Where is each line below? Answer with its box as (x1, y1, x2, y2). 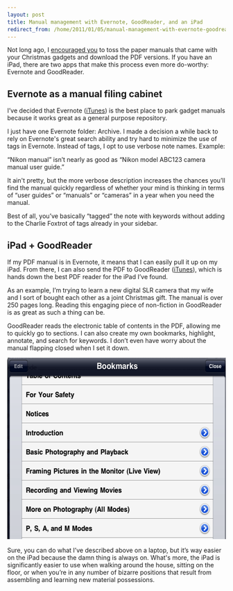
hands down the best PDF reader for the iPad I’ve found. (7, 273, 169, 281)
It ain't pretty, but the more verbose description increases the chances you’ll (7, 176, 225, 185)
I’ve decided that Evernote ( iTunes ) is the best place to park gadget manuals (7, 106, 225, 115)
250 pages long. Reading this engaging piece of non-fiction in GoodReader (7, 301, 222, 309)
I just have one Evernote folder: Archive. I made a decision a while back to (7, 127, 218, 135)
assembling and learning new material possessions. (7, 576, 155, 583)
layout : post (7, 11, 45, 18)
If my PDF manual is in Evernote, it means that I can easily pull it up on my (7, 258, 218, 266)
